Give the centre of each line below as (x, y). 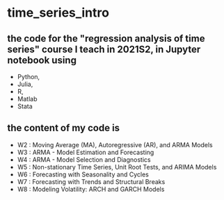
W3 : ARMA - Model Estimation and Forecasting (86, 152)
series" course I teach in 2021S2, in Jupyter (104, 49)
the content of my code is (64, 128)
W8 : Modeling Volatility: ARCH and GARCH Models (91, 189)
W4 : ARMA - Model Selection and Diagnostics (84, 159)
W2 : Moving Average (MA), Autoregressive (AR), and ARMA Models (115, 144)
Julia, (25, 84)
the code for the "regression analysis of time (106, 39)
